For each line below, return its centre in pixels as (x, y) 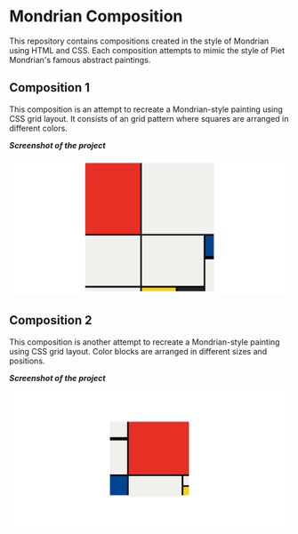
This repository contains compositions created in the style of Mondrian (139, 41)
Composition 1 (50, 88)
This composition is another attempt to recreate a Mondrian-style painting (145, 342)
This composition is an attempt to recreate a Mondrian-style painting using (146, 109)
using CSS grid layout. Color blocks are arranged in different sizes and (138, 351)
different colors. (39, 128)
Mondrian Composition (96, 16)
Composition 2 (51, 320)
